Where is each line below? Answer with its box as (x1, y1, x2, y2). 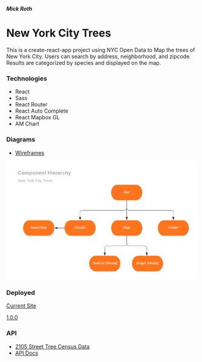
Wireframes (15, 149, 45, 156)
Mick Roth (6, 5, 33, 12)
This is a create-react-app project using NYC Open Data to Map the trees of (6, 46, 195, 53)
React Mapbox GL (15, 114, 60, 121)
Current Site (6, 302, 36, 309)
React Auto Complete (15, 107, 68, 114)
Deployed (6, 289, 35, 297)
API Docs (15, 349, 38, 357)
